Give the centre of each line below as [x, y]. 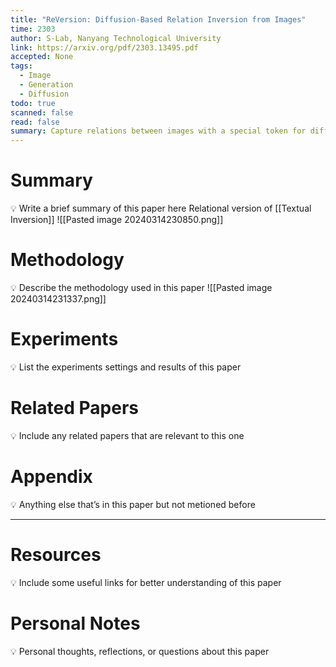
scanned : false [42, 112]
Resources [56, 555]
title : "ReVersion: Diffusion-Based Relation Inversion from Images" [158, 19]
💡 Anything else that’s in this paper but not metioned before [133, 504]
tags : [21, 66]
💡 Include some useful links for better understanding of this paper [146, 582]
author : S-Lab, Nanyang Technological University [116, 38]
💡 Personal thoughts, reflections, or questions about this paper [140, 651]
